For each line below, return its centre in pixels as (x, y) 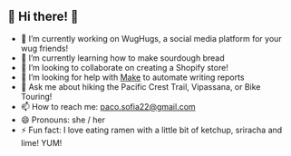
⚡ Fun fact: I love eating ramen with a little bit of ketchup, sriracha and (151, 130)
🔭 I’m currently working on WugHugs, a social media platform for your (151, 38)
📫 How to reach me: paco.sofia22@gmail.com (108, 106)
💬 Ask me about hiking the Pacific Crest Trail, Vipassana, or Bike (141, 86)
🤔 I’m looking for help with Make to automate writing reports (132, 77)
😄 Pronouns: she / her (63, 120)
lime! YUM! (41, 142)
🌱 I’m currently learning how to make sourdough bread (122, 58)
